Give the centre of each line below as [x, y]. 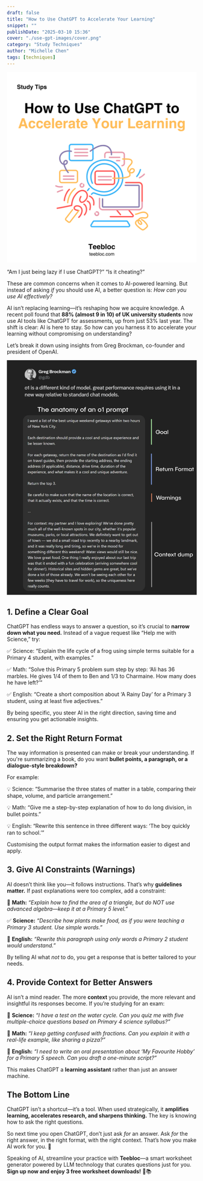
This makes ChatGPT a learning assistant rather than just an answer [92, 1069]
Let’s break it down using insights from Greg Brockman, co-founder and [96, 345]
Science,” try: [24, 639]
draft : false [23, 13]
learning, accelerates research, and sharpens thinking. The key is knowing [102, 1116]
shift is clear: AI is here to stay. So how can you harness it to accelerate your [101, 327]
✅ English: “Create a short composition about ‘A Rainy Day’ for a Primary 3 [99, 695]
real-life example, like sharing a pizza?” [56, 1039]
